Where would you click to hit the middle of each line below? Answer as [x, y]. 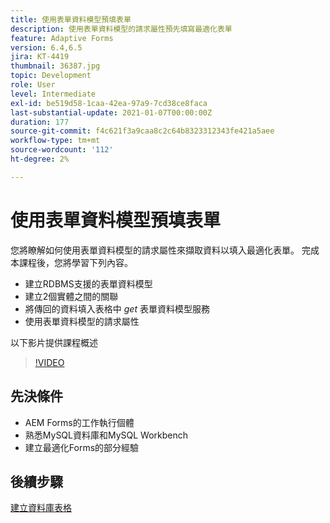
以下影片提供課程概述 [54, 342]
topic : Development [51, 76]
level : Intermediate [53, 94]
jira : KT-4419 [40, 57]
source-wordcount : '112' [62, 150]
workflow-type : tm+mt [55, 141]
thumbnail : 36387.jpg [55, 66]
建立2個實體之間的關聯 [71, 296]
